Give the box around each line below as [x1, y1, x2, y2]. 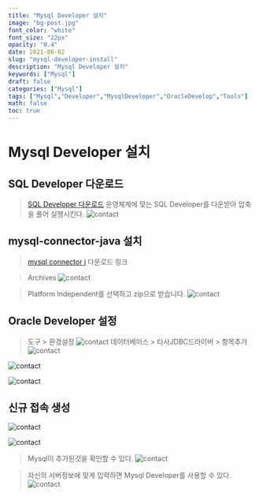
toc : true [8, 107, 41, 115]
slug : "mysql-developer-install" [8, 56, 118, 64]
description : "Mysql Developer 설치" [8, 63, 128, 71]
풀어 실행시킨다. [35, 210, 85, 218]
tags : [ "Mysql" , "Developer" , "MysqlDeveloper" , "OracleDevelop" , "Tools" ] [8, 92, 248, 100]
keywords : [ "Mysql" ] [8, 70, 76, 78]
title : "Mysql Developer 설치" [8, 11, 108, 20]
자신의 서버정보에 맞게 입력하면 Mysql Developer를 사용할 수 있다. [27, 471, 232, 480]
